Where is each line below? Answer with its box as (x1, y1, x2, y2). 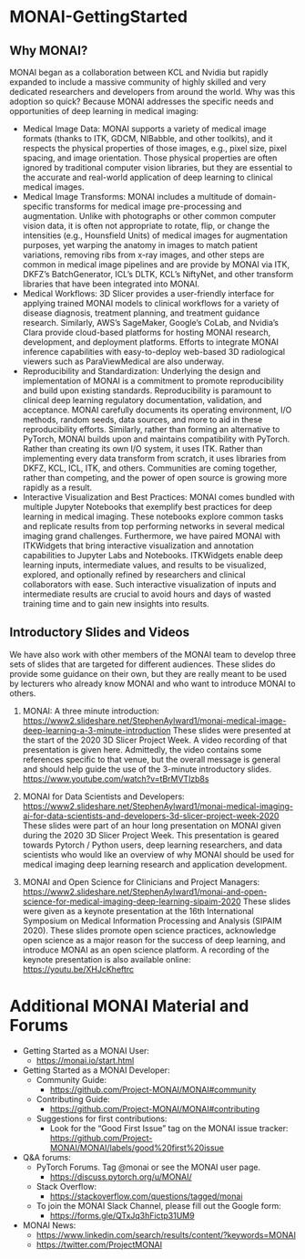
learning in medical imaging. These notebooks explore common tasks (22, 511, 284, 522)
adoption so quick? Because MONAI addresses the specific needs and (9, 96, 274, 107)
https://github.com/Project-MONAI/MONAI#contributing (49, 1103, 260, 1114)
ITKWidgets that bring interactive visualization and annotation (22, 540, 255, 551)
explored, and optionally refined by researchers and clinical (22, 569, 246, 580)
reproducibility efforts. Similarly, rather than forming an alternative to (22, 424, 280, 434)
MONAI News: (22, 1220, 76, 1231)
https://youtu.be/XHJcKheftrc (22, 963, 135, 974)
